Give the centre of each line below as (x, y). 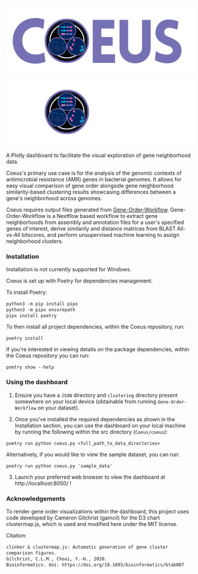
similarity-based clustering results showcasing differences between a (91, 192)
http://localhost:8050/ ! (43, 483)
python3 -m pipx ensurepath (41, 310)
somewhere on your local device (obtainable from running (85, 401)
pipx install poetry (32, 316)
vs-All (13, 235)
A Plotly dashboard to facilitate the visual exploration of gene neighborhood (98, 155)
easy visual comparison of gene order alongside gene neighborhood (90, 186)
